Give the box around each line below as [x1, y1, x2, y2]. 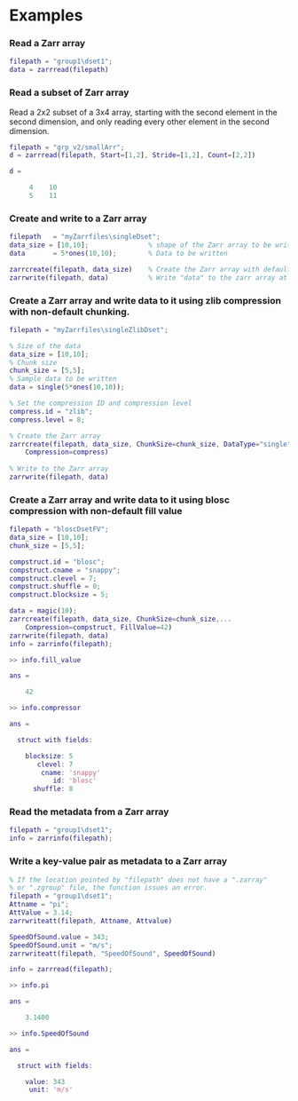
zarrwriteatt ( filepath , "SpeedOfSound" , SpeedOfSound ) [9, 949, 216, 958]
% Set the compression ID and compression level [9, 399, 192, 408]
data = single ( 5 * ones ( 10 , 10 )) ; [9, 383, 125, 392]
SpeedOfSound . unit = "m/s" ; [9, 940, 114, 950]
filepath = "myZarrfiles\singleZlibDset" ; [9, 325, 169, 334]
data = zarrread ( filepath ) [9, 66, 109, 75]
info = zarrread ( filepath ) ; [9, 965, 114, 974]
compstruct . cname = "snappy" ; [9, 566, 122, 574]
